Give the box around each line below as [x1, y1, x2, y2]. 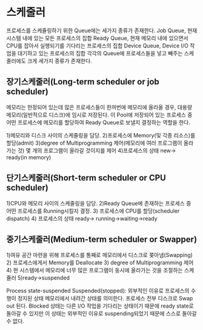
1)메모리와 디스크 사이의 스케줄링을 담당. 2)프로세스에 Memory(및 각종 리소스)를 [6, 131, 196, 139]
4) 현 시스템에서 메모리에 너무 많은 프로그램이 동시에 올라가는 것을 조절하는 [6, 267, 183, 274]
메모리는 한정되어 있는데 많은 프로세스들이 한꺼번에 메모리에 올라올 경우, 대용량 [6, 103, 193, 111]
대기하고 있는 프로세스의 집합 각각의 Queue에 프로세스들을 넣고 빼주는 [17, 49, 183, 57]
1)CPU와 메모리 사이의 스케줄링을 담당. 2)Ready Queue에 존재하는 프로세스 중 [6, 199, 191, 207]
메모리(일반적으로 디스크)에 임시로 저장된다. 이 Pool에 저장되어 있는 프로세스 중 [6, 111, 193, 119]
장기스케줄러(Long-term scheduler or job [6, 77, 159, 87]
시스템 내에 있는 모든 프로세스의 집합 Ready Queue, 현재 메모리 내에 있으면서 [6, 34, 189, 41]
